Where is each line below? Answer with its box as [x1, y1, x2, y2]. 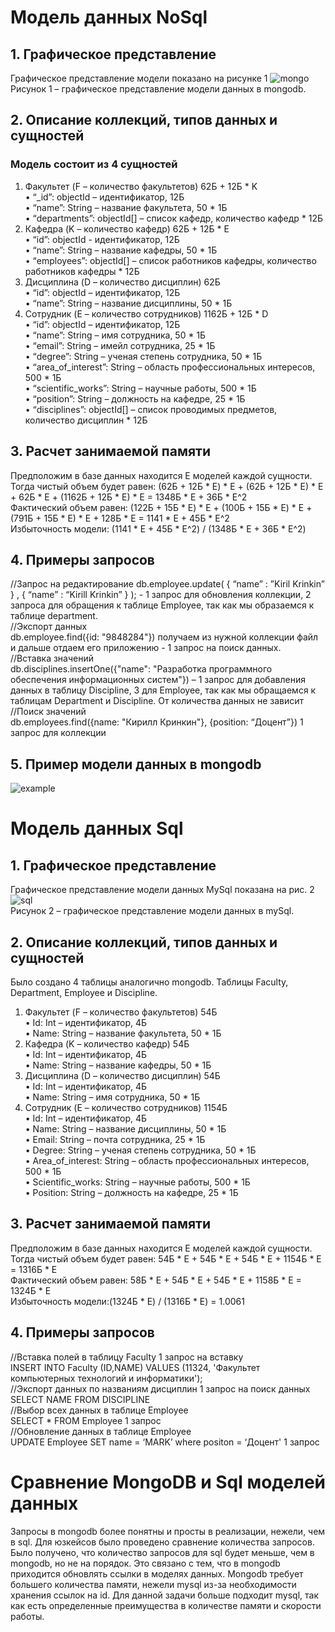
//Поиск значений [10, 706, 87, 718]
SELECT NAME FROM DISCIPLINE [10, 1393, 151, 1405]
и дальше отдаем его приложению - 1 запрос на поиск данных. [10, 642, 282, 654]
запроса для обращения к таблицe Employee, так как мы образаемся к [10, 599, 315, 611]
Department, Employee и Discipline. [10, 986, 158, 998]
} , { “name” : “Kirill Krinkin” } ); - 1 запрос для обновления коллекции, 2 [10, 589, 312, 601]
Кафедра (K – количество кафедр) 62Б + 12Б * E [24, 222, 230, 235]
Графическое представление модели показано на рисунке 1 [10, 72, 268, 84]
